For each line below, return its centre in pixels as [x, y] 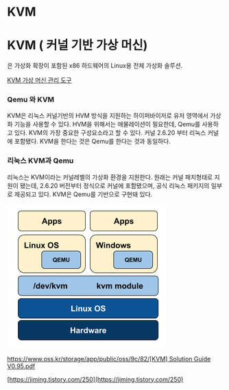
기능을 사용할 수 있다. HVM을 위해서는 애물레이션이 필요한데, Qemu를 [107, 125]
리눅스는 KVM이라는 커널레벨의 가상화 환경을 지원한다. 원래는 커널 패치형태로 [110, 177]
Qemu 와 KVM [31, 100]
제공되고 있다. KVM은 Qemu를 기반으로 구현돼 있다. [83, 194]
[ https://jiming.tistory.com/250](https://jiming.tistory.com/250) [95, 379]
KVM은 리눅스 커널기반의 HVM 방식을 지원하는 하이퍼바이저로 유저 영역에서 [108, 116]
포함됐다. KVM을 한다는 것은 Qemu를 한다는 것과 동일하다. [93, 142]
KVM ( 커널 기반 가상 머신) [77, 45]
